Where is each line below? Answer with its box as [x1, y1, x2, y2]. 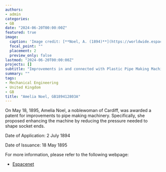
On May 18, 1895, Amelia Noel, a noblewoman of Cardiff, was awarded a [5, 108, 152, 114]
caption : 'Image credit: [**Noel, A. [9, 39, 87, 44]
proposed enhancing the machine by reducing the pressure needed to [5, 118, 148, 124]
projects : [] [5, 62, 32, 67]
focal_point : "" [9, 44, 43, 49]
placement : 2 [9, 48, 37, 53]
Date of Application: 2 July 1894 [5, 133, 71, 139]
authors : [5, 7, 23, 12]
